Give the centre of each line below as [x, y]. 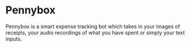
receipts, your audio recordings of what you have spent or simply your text [95, 32]
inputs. [14, 39]
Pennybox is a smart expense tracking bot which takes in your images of [93, 26]
